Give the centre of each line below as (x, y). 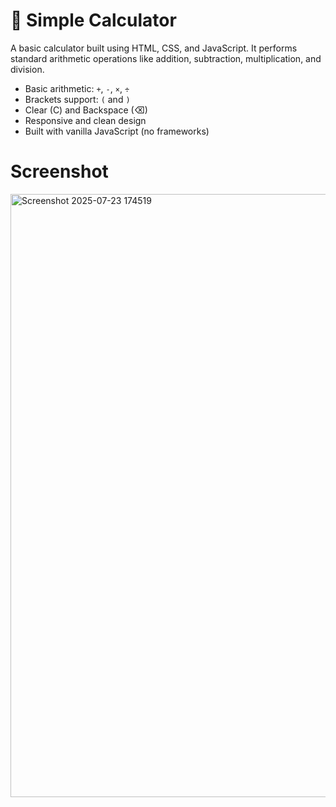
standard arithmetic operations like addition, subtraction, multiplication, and (166, 58)
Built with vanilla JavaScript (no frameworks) (117, 131)
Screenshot (59, 171)
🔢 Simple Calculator (93, 20)
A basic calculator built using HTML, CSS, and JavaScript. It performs (154, 48)
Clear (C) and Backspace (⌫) (86, 110)
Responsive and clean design (85, 120)
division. (27, 69)
